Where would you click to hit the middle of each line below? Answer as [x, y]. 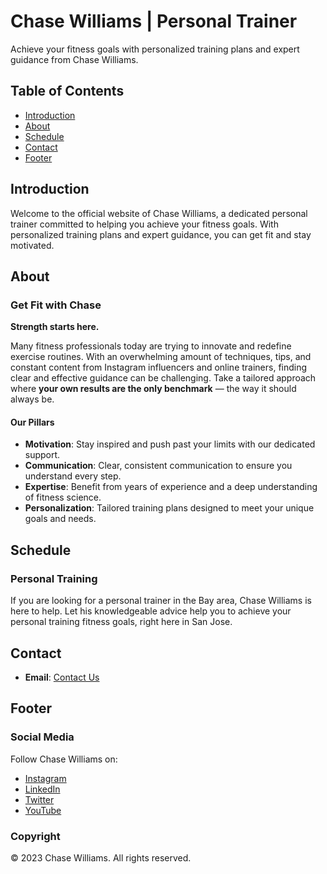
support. [42, 455]
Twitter [39, 799]
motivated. [32, 245]
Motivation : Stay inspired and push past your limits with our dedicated [170, 444]
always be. [32, 399]
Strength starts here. [55, 327]
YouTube [43, 810]
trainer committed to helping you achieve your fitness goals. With [144, 224]
